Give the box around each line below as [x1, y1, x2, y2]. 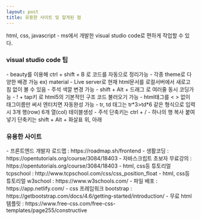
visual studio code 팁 [6, 55, 68, 64]
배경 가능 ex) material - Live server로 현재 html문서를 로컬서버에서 [17, 78, 175, 85]
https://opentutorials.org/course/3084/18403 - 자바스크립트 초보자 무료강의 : [6, 155, 192, 162]
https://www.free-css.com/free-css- [25, 200, 116, 207]
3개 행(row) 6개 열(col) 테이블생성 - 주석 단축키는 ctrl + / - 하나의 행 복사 [12, 108, 184, 115]
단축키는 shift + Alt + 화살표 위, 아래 [17, 116, 102, 123]
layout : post [6, 8, 39, 15]
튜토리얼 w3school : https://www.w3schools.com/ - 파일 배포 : [6, 177, 158, 184]
